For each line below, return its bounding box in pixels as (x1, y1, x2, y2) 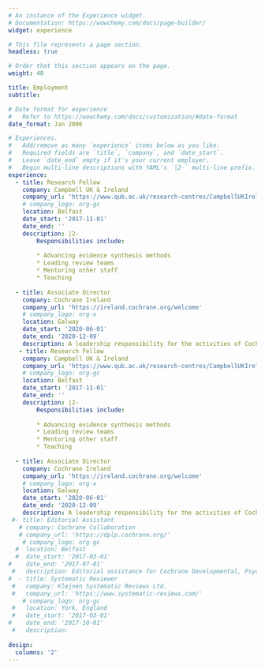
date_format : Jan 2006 (8, 120, 83, 128)
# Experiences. (8, 134, 58, 142)
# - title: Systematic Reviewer (8, 574, 118, 583)
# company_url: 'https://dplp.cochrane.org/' (18, 531, 171, 539)
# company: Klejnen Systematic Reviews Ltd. (11, 582, 168, 590)
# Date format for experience (8, 105, 108, 113)
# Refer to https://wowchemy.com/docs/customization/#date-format (8, 112, 238, 121)
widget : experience (8, 26, 73, 34)
